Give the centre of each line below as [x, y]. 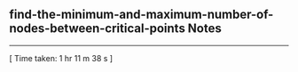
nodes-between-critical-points [98, 29]
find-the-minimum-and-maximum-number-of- [141, 15]
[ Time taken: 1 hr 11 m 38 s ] [61, 58]
